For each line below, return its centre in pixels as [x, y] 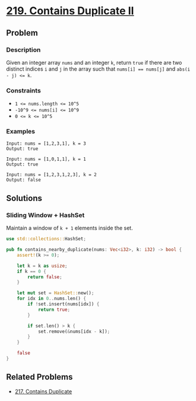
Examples [21, 132]
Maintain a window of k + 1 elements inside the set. [69, 228]
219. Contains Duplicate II [70, 11]
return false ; [45, 277]
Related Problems [39, 377]
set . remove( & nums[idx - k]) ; [74, 331]
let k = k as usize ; [42, 266]
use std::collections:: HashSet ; [46, 239]
